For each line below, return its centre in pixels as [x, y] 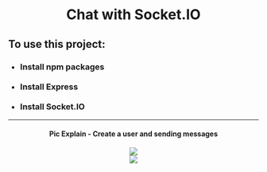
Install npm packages [62, 67]
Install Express [49, 87]
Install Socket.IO [52, 107]
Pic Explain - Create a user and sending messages [133, 134]
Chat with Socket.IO [133, 15]
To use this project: [57, 44]
